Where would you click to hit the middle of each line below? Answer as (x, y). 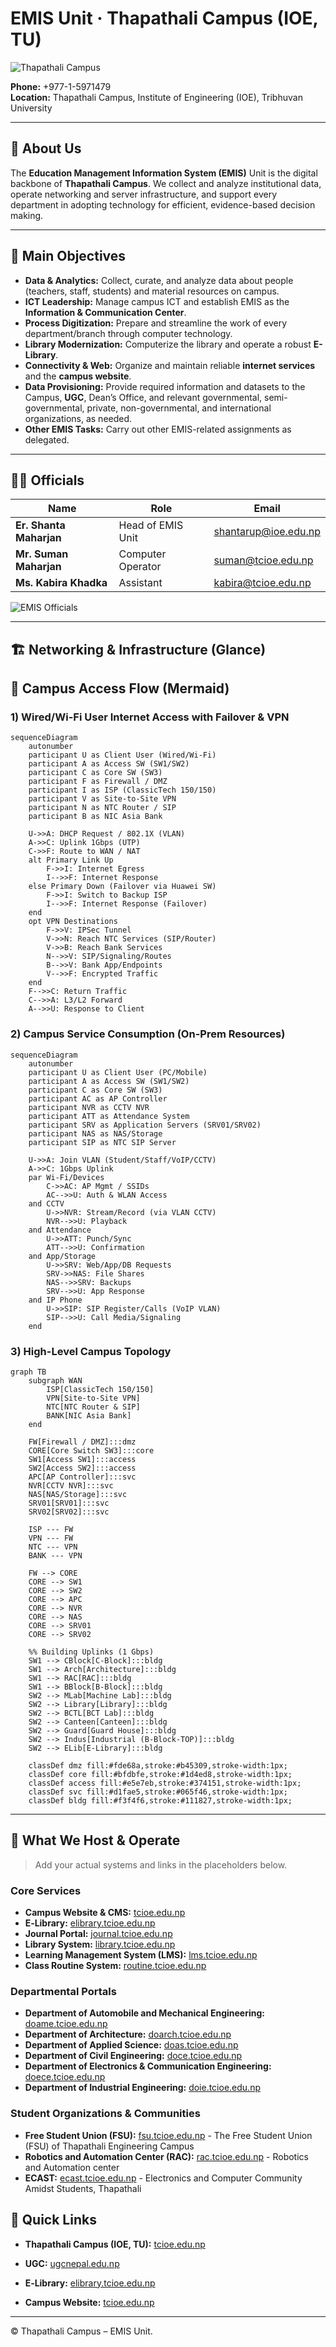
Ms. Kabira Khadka (61, 583)
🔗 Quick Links (53, 2220)
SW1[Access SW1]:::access (82, 1460)
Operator (140, 567)
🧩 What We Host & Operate (95, 1840)
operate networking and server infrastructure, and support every (144, 194)
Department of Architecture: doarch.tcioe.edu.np (128, 2034)
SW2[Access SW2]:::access (82, 1468)
